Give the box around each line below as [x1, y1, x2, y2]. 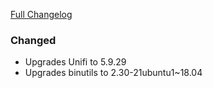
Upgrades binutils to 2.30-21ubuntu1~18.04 [24, 67, 203, 79]
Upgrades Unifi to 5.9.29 [24, 56, 127, 68]
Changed [10, 33, 57, 47]
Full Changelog [10, 9, 73, 20]
